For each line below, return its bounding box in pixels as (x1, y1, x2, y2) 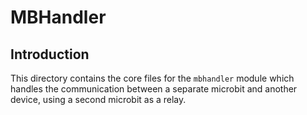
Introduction (10, 46, 90, 63)
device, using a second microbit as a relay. (10, 94, 187, 105)
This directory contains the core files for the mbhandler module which (10, 72, 295, 84)
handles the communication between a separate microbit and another (10, 83, 298, 95)
